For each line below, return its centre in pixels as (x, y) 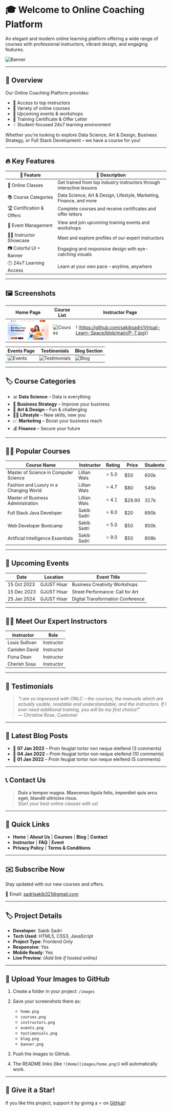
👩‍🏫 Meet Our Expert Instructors (56, 621)
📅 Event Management (30, 225)
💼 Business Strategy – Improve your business (61, 404)
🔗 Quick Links (27, 825)
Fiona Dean (19, 657)
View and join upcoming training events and (104, 223)
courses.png (33, 1017)
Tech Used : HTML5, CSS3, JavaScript (53, 936)
